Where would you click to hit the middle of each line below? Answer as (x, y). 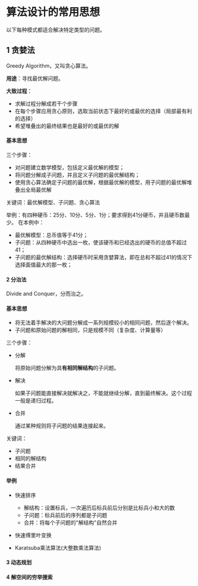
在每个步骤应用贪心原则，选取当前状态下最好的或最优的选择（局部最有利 (103, 111)
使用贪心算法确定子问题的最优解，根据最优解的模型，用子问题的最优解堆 (103, 182)
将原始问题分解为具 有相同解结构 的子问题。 (67, 368)
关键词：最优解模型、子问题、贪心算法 (53, 202)
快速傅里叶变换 (33, 535)
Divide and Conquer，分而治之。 (46, 294)
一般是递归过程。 (36, 401)
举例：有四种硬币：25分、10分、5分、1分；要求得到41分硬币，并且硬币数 (95, 215)
